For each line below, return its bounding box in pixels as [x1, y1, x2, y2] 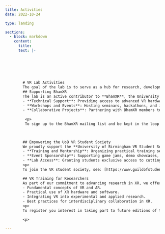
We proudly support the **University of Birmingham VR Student [23, 144, 155, 149]
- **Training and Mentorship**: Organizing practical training [23, 149, 155, 154]
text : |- [18, 48, 36, 53]
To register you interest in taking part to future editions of [23, 208, 157, 213]
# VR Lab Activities [23, 80, 65, 85]
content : [14, 39, 32, 44]
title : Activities [5, 7, 43, 12]
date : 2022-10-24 [5, 12, 41, 17]
